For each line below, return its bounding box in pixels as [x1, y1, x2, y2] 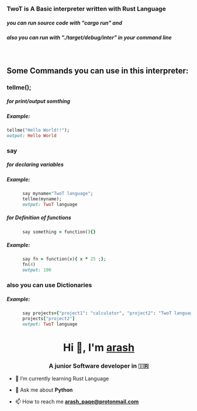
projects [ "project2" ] [22, 316, 75, 321]
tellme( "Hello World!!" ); [6, 127, 70, 133]
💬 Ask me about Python [15, 386, 73, 393]
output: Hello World [6, 132, 57, 139]
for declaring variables [6, 161, 64, 168]
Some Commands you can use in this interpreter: [6, 66, 189, 76]
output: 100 [22, 267, 51, 273]
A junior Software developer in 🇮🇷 [49, 362, 149, 370]
